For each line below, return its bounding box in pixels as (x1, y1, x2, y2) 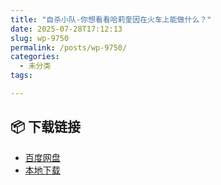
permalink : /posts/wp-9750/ (10, 42, 128, 53)
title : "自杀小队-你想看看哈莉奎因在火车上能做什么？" (10, 14, 212, 25)
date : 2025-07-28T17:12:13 (10, 24, 123, 34)
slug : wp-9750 (10, 33, 70, 43)
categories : (10, 52, 60, 62)
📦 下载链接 (10, 119, 82, 136)
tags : (10, 71, 33, 81)
